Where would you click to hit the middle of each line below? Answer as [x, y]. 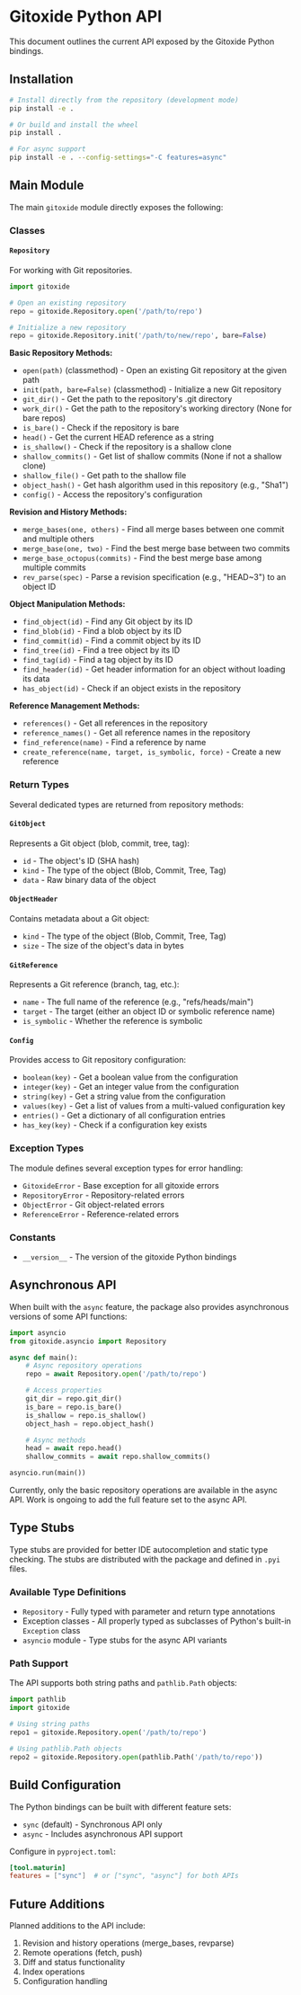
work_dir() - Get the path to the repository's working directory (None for [157, 409]
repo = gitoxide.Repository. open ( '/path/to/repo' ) [106, 311]
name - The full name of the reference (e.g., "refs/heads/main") [138, 1002]
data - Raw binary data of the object [89, 879]
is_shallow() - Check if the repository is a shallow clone [127, 447]
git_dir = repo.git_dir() [74, 1399]
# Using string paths [50, 1724]
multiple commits [54, 567]
